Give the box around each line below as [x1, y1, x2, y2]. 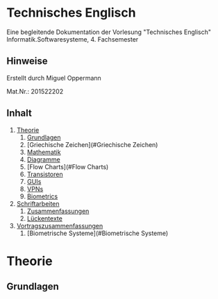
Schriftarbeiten [16, 199, 60, 207]
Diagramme [26, 155, 60, 164]
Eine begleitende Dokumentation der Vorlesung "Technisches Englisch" [6, 28, 211, 36]
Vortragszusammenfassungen [16, 221, 103, 230]
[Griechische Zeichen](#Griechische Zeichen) [26, 140, 158, 148]
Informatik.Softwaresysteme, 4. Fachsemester [6, 35, 139, 43]
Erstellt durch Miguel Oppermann [6, 74, 101, 82]
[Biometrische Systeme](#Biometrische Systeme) [26, 229, 169, 237]
